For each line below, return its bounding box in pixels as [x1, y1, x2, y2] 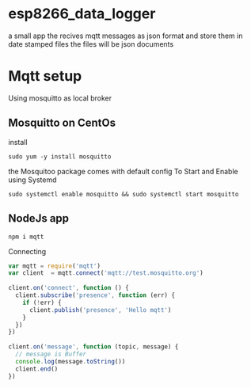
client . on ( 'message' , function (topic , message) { [8, 343, 179, 351]
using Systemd [8, 175, 57, 184]
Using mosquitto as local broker [8, 93, 112, 103]
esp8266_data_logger [8, 5, 156, 23]
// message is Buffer [15, 350, 87, 358]
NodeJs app [8, 211, 70, 226]
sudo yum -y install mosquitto [8, 152, 112, 161]
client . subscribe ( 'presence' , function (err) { [15, 291, 176, 299]
